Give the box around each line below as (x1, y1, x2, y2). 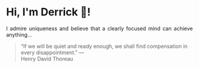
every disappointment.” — (20, 48, 85, 56)
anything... (6, 31, 33, 38)
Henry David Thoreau (20, 55, 73, 62)
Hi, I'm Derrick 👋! (6, 5, 91, 19)
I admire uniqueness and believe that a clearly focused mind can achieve (6, 25, 193, 32)
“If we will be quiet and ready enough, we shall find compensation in (20, 43, 188, 50)
